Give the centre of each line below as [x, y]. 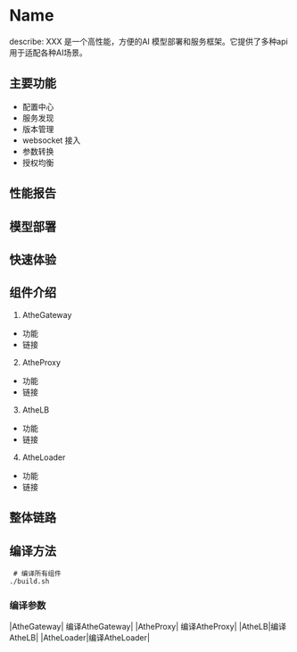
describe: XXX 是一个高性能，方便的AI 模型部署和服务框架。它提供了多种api [148, 41]
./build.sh [29, 581]
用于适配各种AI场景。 [48, 52]
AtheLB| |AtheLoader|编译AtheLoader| [79, 638]
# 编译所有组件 [37, 573]
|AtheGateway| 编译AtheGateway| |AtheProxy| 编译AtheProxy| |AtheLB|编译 [148, 627]
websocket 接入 [51, 140]
